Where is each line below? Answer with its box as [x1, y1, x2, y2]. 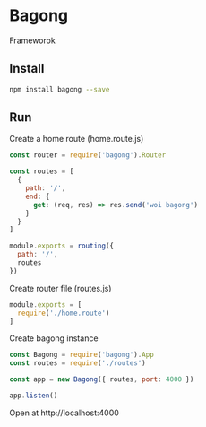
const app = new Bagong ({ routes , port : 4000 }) [9, 375, 194, 384]
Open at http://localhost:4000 [9, 407, 119, 418]
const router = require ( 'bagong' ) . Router [9, 151, 167, 160]
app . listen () [9, 391, 58, 400]
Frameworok [9, 35, 56, 46]
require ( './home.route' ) [17, 309, 110, 318]
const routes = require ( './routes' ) [9, 359, 146, 368]
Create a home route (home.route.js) [9, 134, 144, 144]
